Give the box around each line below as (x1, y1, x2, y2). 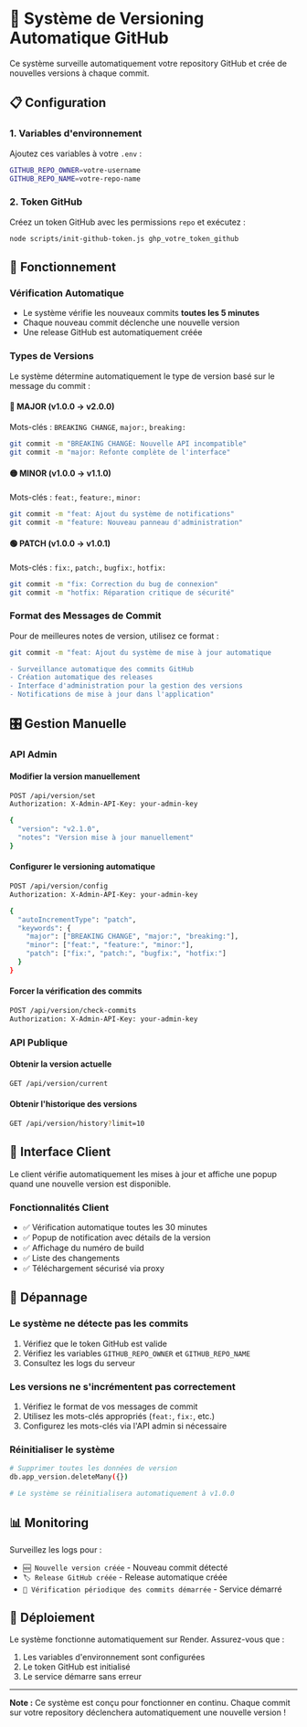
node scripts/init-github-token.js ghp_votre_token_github (9, 234, 239, 243)
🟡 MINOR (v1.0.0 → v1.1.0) (9, 468, 111, 479)
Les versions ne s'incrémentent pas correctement (9, 1380, 236, 1393)
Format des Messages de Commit (9, 609, 162, 622)
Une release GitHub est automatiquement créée (22, 327, 203, 338)
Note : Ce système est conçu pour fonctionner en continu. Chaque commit (9, 1698, 291, 1709)
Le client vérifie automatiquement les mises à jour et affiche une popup (9, 1168, 277, 1179)
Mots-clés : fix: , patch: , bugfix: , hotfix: (9, 562, 166, 573)
